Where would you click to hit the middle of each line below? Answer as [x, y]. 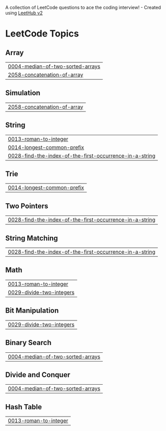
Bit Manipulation [32, 311]
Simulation [23, 93]
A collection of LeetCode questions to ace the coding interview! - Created [83, 7]
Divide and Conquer [38, 375]
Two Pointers [27, 206]
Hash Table [24, 407]
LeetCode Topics [42, 34]
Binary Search [28, 343]
